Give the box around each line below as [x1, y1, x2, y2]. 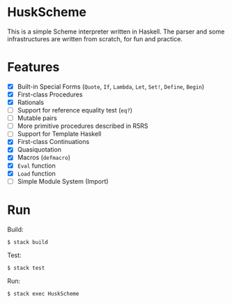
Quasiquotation [17, 145, 61, 154]
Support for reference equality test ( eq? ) [17, 106, 133, 115]
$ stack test [7, 264, 45, 271]
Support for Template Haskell [17, 130, 102, 138]
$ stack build [7, 238, 49, 245]
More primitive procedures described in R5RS [17, 122, 148, 130]
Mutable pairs [17, 114, 57, 122]
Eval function [17, 161, 56, 170]
